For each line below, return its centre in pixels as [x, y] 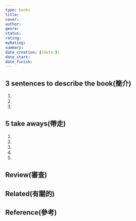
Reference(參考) [31, 213]
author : [13, 24]
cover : [12, 19]
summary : [14, 48]
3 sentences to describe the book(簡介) [68, 83]
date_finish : [19, 62]
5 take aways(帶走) [36, 124]
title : [12, 15]
